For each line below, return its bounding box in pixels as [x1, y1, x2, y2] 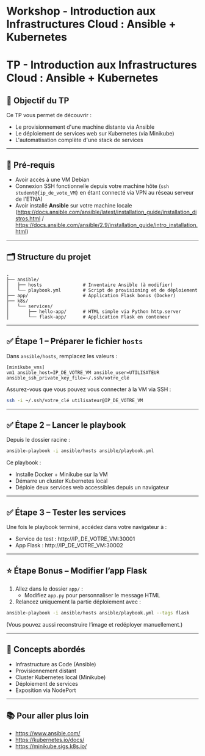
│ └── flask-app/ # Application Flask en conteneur [6, 314, 171, 320]
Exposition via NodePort [15, 686, 76, 694]
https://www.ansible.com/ [15, 730, 81, 737]
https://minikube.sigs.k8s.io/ [15, 743, 87, 750]
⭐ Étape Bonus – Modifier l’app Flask [6, 566, 148, 576]
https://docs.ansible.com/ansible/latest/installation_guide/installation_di [17, 209, 197, 215]
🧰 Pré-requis [6, 160, 56, 170]
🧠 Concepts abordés [6, 644, 85, 655]
